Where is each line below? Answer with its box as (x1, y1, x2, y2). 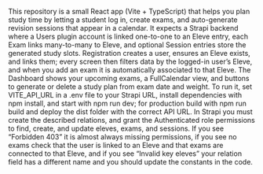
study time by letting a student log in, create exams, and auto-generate (8, 15, 238, 24)
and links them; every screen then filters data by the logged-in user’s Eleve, (8, 57, 253, 66)
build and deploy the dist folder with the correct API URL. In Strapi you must (8, 107, 253, 117)
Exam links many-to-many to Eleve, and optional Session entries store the (8, 40, 247, 50)
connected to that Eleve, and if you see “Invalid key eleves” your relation (8, 149, 242, 158)
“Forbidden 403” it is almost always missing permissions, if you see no (8, 132, 237, 141)
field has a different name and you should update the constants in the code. (8, 157, 254, 166)
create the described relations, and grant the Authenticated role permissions (8, 116, 255, 124)
